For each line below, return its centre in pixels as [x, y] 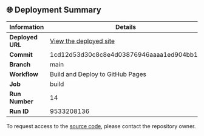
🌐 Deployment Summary [54, 10]
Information [27, 27]
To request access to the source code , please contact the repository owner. [101, 126]
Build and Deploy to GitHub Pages [98, 74]
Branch [20, 64]
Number [21, 101]
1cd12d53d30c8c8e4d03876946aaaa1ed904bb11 [126, 54]
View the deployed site [82, 40]
